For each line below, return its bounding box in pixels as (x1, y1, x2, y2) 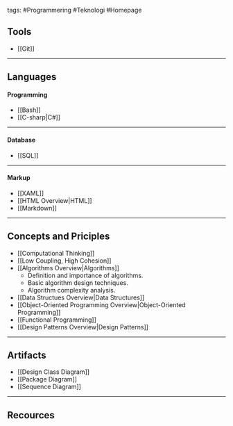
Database (7, 136, 36, 144)
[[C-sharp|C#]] (17, 113, 61, 122)
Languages (7, 71, 57, 83)
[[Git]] (17, 44, 35, 53)
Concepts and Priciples (7, 231, 110, 243)
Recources (7, 409, 55, 421)
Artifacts (7, 350, 46, 361)
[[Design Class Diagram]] (17, 368, 90, 376)
